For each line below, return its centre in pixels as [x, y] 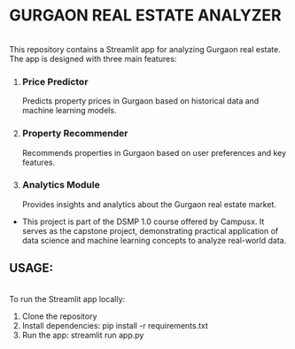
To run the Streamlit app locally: [67, 299]
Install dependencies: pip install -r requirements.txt [115, 325]
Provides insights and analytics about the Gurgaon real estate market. [149, 204]
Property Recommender [75, 134]
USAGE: [31, 268]
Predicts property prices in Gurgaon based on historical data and [140, 101]
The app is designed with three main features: [93, 58]
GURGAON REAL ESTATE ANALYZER [145, 16]
